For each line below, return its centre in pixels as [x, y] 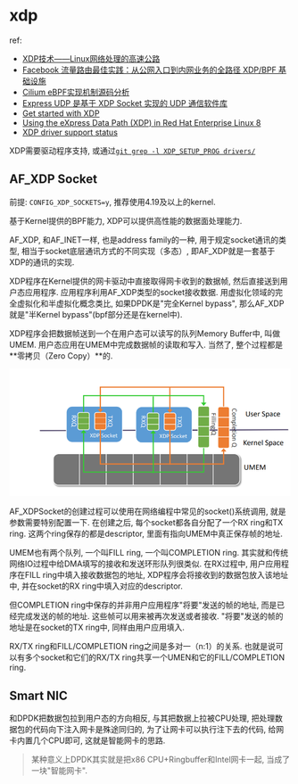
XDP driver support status [70, 132]
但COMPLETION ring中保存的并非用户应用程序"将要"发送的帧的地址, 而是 [143, 605]
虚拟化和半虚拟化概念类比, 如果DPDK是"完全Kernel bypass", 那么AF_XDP [150, 303]
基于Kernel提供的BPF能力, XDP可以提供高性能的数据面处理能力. [126, 220]
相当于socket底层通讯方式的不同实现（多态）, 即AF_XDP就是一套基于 [148, 251]
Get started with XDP [61, 113]
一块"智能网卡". [59, 771]
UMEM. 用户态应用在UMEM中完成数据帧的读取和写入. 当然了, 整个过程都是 [146, 344]
